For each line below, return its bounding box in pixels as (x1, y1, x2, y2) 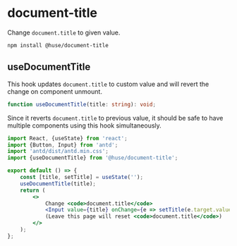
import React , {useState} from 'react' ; (7, 135, 128, 142)
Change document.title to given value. (7, 28, 121, 37)
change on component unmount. (7, 87, 102, 96)
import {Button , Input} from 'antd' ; (7, 141, 119, 149)
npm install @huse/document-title (7, 42, 109, 49)
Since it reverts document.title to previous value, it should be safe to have (7, 113, 224, 122)
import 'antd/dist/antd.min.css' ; (7, 148, 109, 155)
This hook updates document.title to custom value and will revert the (7, 80, 209, 88)
